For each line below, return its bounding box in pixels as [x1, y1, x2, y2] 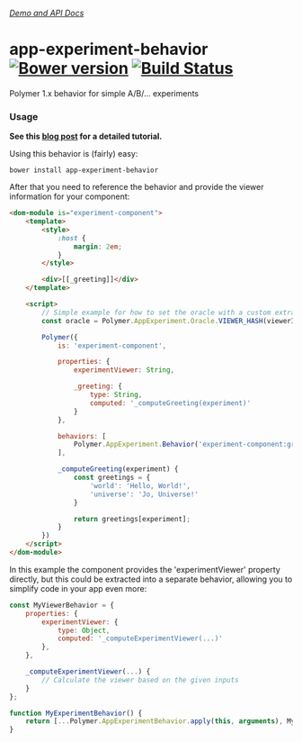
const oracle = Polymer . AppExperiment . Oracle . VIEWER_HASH [41, 316, 263, 325]
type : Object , [57, 626, 111, 635]
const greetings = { [73, 473, 151, 483]
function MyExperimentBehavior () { [9, 709, 143, 718]
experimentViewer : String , [73, 366, 175, 375]
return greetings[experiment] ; [73, 514, 191, 523]
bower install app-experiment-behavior [9, 166, 159, 175]
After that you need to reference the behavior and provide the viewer [9, 182, 264, 193]
